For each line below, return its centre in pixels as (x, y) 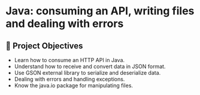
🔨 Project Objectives (44, 46)
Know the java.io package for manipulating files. (73, 85)
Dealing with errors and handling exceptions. (69, 79)
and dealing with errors (65, 24)
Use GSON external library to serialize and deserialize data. (87, 73)
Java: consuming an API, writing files (100, 11)
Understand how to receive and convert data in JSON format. (90, 66)
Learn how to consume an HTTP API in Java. (69, 60)
